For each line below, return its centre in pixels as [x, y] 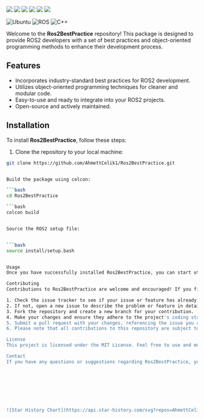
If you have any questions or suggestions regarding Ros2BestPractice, [99, 362]
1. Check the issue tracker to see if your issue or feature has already [102, 300]
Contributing [23, 284]
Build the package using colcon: [49, 179]
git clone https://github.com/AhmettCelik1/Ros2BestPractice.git [90, 163]
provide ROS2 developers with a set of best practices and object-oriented [99, 40]
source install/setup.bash [40, 251]
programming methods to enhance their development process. [85, 47]
